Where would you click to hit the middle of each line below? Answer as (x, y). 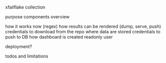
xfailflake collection (25, 7)
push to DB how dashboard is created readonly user (59, 37)
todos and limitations (27, 56)
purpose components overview (37, 17)
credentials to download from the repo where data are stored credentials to (83, 31)
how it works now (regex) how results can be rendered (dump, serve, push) (83, 26)
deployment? (19, 46)
